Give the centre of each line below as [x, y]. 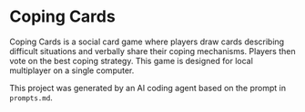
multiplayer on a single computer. [72, 70]
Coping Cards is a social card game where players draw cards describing [147, 42]
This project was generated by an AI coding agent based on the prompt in [148, 88]
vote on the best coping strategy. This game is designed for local [131, 61]
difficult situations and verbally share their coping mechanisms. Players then [152, 51]
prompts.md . [31, 98]
